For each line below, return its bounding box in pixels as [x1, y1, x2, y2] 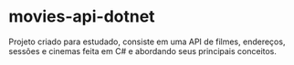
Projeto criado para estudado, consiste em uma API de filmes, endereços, [8, 36, 286, 47]
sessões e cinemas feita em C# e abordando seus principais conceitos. [8, 45, 278, 56]
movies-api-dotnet [8, 6, 156, 27]
